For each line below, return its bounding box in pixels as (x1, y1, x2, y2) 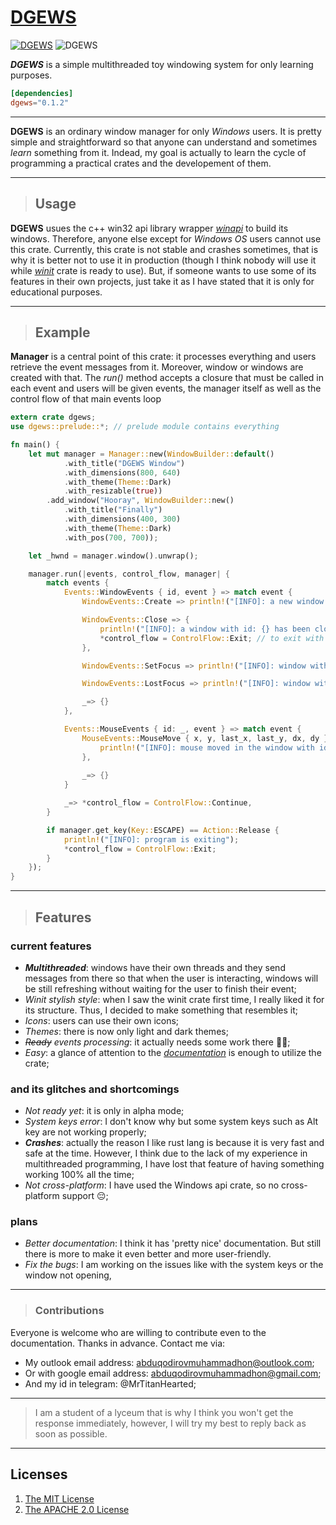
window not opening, (24, 1269, 112, 1281)
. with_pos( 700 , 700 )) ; (63, 532, 159, 543)
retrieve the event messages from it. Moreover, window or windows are (10, 361, 304, 373)
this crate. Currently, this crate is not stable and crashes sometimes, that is (10, 243, 319, 255)
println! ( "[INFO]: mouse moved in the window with (99, 742, 315, 753)
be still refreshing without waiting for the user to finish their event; (24, 982, 297, 995)
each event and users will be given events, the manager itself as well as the (10, 382, 322, 395)
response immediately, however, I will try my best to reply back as (34, 1417, 307, 1429)
